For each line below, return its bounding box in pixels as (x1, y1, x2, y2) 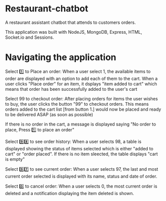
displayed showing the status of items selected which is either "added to (5, 145, 154, 151)
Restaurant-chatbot (5, 3, 88, 14)
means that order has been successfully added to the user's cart (5, 86, 138, 92)
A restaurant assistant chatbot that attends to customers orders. (5, 19, 136, 25)
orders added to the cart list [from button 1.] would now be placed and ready (5, 106, 162, 112)
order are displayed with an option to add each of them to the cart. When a (5, 75, 158, 81)
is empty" (5, 156, 25, 162)
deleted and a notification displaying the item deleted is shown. (5, 190, 134, 196)
